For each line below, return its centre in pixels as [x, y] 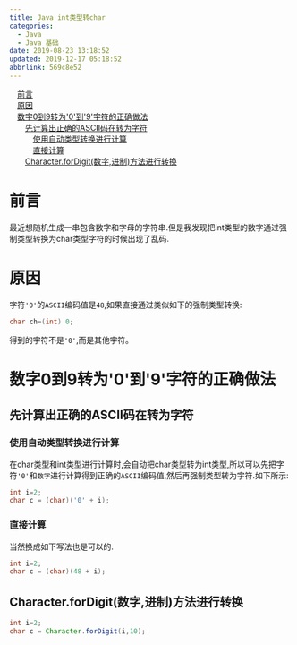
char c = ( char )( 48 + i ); [57, 572]
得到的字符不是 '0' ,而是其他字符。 [72, 340]
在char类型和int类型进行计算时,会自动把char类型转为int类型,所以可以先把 [143, 464]
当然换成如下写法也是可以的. [62, 546]
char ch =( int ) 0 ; [42, 322]
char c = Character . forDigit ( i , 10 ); [77, 631]
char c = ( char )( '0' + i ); [59, 501]
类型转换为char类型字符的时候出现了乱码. [93, 238]
